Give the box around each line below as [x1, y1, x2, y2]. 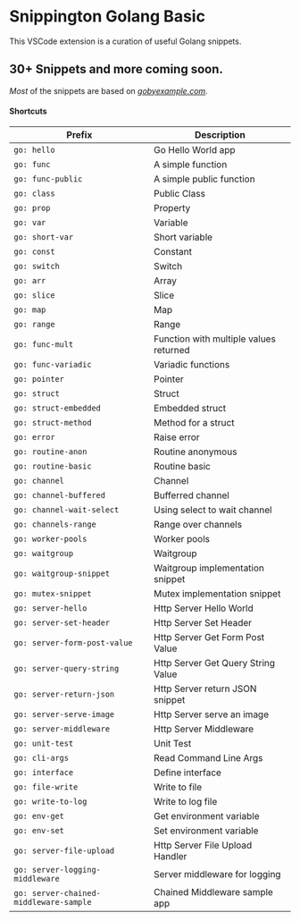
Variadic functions [153, 358, 230, 370]
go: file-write [13, 782, 79, 792]
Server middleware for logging [153, 867, 281, 880]
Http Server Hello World [153, 602, 254, 614]
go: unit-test [13, 738, 74, 748]
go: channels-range [13, 519, 96, 529]
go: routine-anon [13, 446, 87, 457]
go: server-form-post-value [13, 638, 133, 647]
